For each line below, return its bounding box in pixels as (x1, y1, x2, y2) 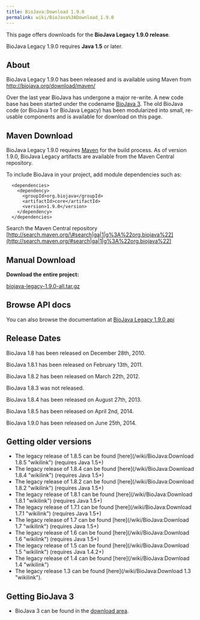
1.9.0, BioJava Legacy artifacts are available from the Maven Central (6, 153, 175, 160)
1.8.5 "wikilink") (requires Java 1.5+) (14, 459, 104, 466)
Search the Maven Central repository (6, 225, 98, 232)
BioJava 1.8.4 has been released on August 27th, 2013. (6, 396, 142, 403)
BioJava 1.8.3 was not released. (6, 384, 84, 391)
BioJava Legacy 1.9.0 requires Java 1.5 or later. (6, 43, 123, 50)
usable (6, 113, 23, 120)
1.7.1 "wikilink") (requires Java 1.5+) (14, 510, 102, 517)
